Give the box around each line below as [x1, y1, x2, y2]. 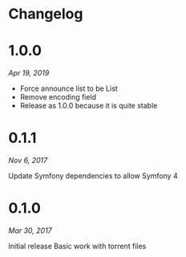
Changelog [8, 5, 83, 23]
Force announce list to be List [19, 84, 118, 93]
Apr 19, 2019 [8, 68, 50, 78]
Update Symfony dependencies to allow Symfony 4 [8, 171, 178, 181]
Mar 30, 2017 [8, 226, 52, 235]
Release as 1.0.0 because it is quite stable [19, 101, 158, 111]
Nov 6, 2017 [8, 156, 48, 165]
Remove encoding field [19, 92, 97, 102]
